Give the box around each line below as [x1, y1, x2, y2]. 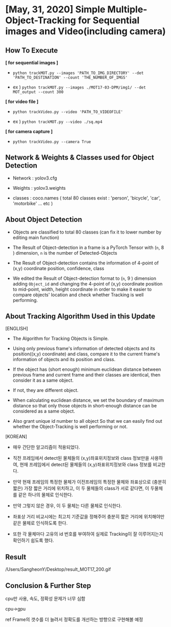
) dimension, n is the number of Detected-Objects [12, 249, 118, 256]
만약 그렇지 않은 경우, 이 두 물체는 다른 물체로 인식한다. [12, 503, 122, 509]
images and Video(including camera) [5, 26, 166, 37]
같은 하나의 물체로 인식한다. [18, 492, 73, 498]
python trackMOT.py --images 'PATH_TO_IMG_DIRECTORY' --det [12, 70, 144, 76]
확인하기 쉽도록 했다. [12, 538, 54, 544]
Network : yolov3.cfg [12, 175, 57, 181]
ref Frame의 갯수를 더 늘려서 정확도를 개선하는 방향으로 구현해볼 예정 [5, 616, 143, 623]
